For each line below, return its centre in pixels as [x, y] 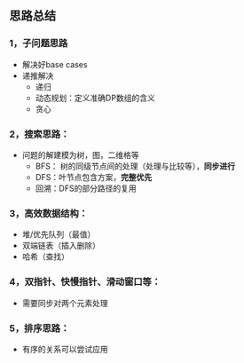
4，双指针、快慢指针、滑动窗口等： [85, 282]
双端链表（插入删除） [61, 246]
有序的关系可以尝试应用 [65, 349]
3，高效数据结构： [49, 213]
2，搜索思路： [39, 134]
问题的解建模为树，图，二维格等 [80, 154]
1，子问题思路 [39, 43]
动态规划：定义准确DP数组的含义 [95, 98]
